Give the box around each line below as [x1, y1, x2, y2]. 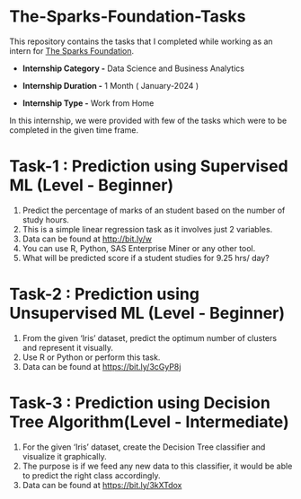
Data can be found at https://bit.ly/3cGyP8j [22, 361, 181, 372]
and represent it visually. [22, 342, 114, 353]
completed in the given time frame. [9, 124, 139, 136]
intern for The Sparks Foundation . [9, 45, 135, 56]
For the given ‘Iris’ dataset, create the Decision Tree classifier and [22, 442, 266, 452]
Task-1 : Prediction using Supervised [9, 156, 289, 177]
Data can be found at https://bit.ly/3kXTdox [22, 479, 182, 490]
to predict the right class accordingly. [22, 469, 161, 481]
